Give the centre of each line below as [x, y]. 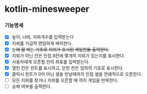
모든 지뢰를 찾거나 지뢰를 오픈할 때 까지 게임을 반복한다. [65, 80]
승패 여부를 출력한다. [32, 86]
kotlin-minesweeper [47, 9]
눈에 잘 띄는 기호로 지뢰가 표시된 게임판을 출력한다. [60, 49]
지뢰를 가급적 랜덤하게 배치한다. [42, 43]
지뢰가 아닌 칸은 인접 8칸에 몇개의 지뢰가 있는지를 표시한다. [68, 56]
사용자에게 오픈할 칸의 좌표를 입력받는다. [51, 62]
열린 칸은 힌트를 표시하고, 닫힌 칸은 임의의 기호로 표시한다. [68, 68]
